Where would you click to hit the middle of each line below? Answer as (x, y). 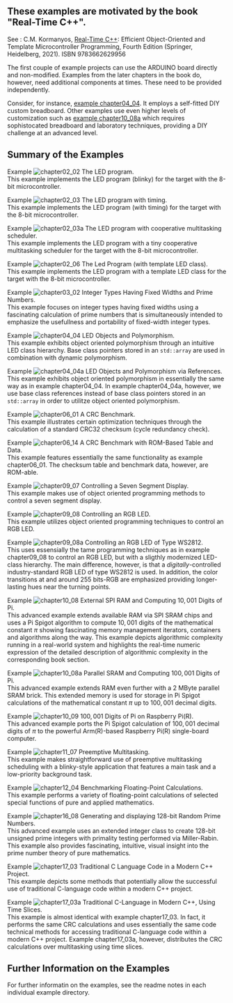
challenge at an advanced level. (53, 132)
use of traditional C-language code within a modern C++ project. (100, 889)
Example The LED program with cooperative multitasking (114, 228)
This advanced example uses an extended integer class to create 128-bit (111, 830)
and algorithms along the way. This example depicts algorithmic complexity (115, 637)
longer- (207, 579)
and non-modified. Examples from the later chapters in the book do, (104, 75)
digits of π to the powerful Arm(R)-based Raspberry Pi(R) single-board (108, 730)
